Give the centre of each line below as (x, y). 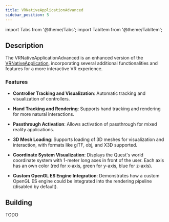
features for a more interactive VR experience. (54, 69)
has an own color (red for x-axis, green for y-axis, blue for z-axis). (82, 166)
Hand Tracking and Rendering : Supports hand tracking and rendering (87, 109)
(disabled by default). (35, 186)
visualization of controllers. (41, 98)
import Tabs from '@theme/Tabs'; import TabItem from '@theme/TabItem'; (84, 29)
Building (19, 203)
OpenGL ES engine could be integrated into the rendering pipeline (82, 181)
